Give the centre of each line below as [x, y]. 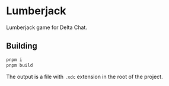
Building [22, 46]
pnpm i [14, 60]
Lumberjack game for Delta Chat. [47, 27]
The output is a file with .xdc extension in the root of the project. [84, 77]
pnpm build [20, 65]
